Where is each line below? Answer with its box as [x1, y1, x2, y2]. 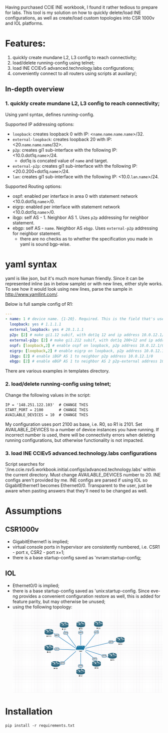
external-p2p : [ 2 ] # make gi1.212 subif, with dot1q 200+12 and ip [9, 337, 153, 343]
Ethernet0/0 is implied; [12, 582, 60, 588]
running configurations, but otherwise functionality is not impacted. [5, 437, 144, 443]
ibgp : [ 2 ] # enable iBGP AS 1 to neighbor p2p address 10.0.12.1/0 [9, 353, 153, 358]
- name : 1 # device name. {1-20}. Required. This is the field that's [5, 316, 155, 322]
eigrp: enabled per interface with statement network [12, 203, 120, 210]
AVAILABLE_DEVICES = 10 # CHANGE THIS [5, 412, 88, 417]
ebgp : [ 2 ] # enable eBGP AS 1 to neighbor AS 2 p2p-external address [9, 359, 157, 364]
